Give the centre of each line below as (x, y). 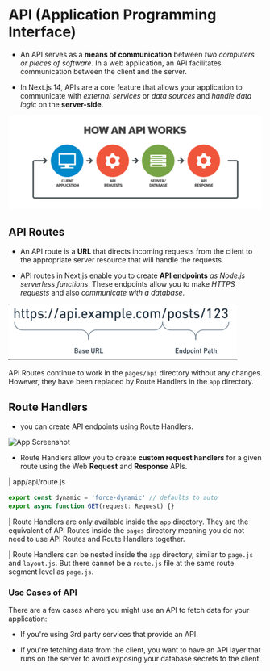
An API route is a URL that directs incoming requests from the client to (136, 251)
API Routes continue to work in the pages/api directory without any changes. (135, 373)
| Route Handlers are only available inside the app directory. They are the (129, 522)
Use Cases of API (43, 593)
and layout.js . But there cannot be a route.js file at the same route (121, 563)
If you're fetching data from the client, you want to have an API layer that (140, 650)
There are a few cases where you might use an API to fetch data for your (129, 610)
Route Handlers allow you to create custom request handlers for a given (141, 458)
